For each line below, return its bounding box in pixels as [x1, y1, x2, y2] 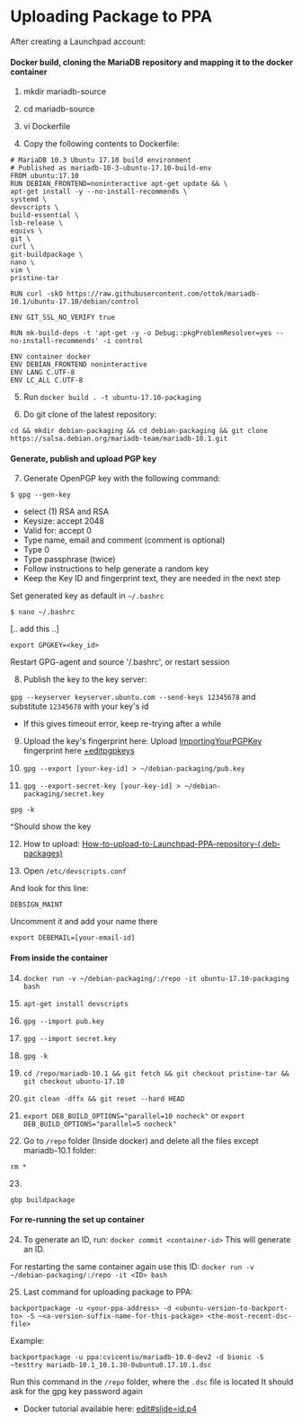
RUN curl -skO [10, 289, 64, 298]
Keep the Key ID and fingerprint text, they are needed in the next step [22, 573, 281, 584]
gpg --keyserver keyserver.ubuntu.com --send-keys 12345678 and [10, 692, 256, 703]
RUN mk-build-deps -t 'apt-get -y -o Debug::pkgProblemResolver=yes [10, 329, 272, 338]
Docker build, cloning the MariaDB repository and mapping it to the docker [10, 57, 294, 67]
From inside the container [10, 952, 109, 963]
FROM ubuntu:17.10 [10, 172, 79, 181]
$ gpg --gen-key [10, 491, 71, 499]
